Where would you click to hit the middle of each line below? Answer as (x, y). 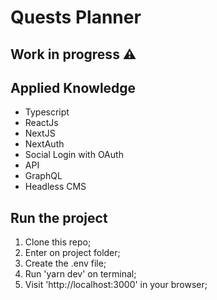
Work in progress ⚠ (73, 54)
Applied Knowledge (73, 87)
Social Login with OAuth (74, 155)
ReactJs (41, 123)
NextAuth (44, 144)
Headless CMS (55, 187)
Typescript (47, 112)
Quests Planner (76, 17)
